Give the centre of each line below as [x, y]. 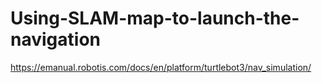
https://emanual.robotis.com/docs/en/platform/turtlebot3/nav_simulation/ [161, 67]
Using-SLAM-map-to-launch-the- [155, 18]
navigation [55, 39]
